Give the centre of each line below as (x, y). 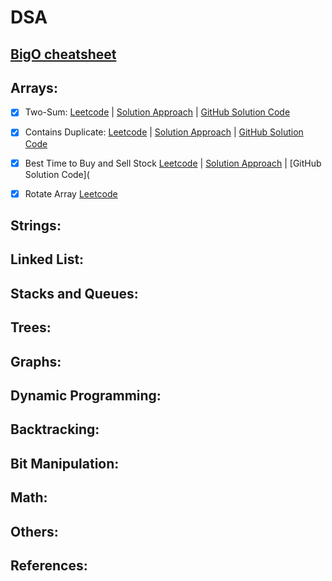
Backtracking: (55, 429)
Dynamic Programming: (86, 395)
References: (49, 565)
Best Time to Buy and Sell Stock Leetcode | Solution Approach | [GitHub (173, 163)
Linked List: (47, 259)
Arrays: (34, 87)
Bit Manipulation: (65, 463)
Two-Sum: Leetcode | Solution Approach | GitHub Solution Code (157, 112)
